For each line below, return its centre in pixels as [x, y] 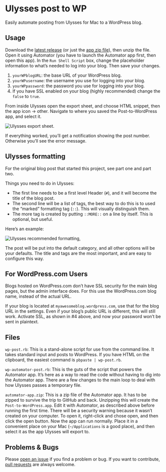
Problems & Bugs [32, 447]
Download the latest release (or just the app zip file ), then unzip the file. [78, 50]
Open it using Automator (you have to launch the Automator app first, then [81, 55]
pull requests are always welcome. [40, 464]
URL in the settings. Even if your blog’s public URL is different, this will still [80, 311]
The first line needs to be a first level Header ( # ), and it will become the [84, 193]
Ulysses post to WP [46, 9]
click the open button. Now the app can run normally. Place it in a [72, 421]
